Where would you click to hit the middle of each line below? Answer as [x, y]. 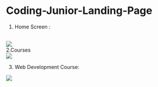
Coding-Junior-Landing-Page [79, 11]
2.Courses [18, 50]
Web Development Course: [47, 67]
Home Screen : [32, 27]
